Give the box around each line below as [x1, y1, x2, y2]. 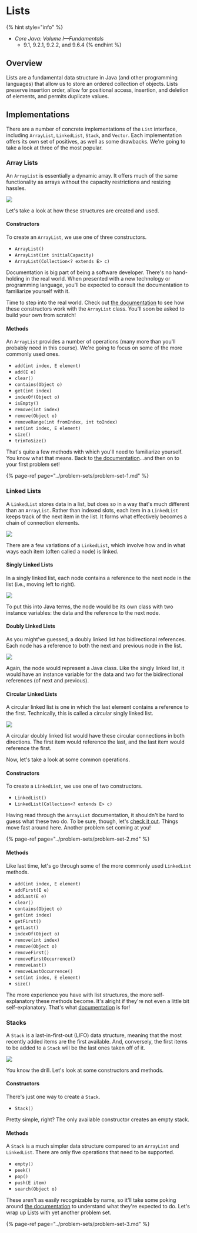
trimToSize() [14, 438, 47, 444]
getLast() [14, 925, 39, 931]
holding [6, 275, 25, 282]
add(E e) [14, 369, 36, 375]
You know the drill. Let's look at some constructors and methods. [6, 1067, 164, 1074]
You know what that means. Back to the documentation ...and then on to [6, 455, 179, 462]
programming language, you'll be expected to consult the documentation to [6, 281, 189, 289]
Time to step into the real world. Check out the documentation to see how [6, 299, 185, 306]
